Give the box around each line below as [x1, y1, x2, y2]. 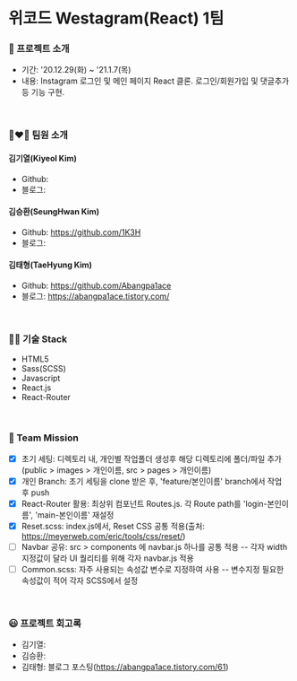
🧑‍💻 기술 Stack [8, 333, 68, 345]
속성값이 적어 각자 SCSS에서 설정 [21, 575, 139, 586]
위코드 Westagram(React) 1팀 [8, 8, 225, 29]
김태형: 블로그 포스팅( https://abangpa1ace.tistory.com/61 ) [21, 661, 229, 673]
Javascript [21, 373, 61, 384]
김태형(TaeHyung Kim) [8, 259, 93, 270]
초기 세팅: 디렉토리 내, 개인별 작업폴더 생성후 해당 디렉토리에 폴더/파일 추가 [21, 453, 283, 464]
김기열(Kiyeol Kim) [8, 153, 78, 163]
